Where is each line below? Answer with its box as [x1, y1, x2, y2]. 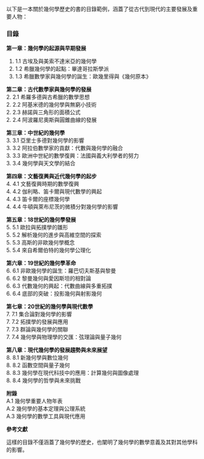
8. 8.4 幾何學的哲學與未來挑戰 [6, 377, 81, 384]
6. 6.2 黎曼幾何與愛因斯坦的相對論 [6, 275, 91, 282]
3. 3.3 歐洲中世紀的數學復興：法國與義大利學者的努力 [6, 152, 139, 160]
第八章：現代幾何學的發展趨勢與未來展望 [6, 346, 107, 354]
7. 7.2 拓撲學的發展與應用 [6, 318, 69, 326]
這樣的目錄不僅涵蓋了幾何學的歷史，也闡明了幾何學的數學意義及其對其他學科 [6, 438, 198, 446]
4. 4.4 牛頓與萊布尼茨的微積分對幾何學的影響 [6, 203, 118, 210]
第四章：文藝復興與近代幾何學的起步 [6, 173, 97, 180]
